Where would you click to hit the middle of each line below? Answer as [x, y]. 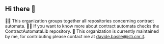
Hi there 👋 [20, 9]
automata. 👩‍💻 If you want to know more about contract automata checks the [82, 26]
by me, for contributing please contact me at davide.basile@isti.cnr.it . [75, 36]
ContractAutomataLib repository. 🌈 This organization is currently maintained [82, 31]
